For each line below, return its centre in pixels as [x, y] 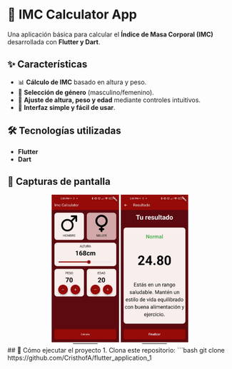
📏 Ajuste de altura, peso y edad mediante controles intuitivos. [109, 100]
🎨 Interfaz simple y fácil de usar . [66, 107]
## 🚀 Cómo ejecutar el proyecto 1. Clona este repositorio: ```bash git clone [116, 350]
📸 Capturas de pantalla [59, 181]
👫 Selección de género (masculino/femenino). [86, 92]
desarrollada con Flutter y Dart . [54, 41]
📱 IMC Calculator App [72, 15]
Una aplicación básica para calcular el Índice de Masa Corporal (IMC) [111, 34]
